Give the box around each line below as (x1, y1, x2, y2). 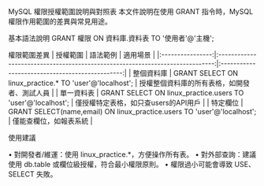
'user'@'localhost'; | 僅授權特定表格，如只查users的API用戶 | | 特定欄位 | (8, 98, 244, 107)
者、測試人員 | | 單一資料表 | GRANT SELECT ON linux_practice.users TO (8, 88, 244, 97)
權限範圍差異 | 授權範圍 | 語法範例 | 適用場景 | (8, 50, 156, 59)
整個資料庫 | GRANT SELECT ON (132, 69, 239, 77)
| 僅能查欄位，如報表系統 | (8, 117, 93, 125)
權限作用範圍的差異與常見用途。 (8, 17, 112, 26)
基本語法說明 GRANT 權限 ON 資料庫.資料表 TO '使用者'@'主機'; (8, 34, 214, 43)
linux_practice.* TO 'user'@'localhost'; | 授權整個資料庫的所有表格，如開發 (8, 78, 250, 87)
